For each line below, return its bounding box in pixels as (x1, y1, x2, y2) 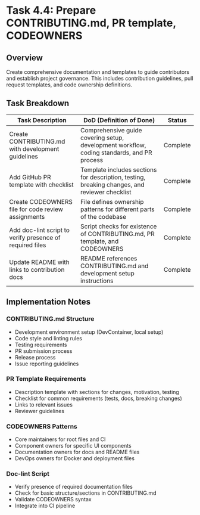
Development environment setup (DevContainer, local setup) (14, 328, 164, 336)
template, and (80, 237, 119, 245)
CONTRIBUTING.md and (80, 262, 149, 270)
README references (80, 254, 137, 262)
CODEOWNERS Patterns (6, 422, 77, 430)
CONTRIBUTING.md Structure (6, 315, 95, 323)
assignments (9, 212, 45, 221)
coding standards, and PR (80, 148, 153, 157)
